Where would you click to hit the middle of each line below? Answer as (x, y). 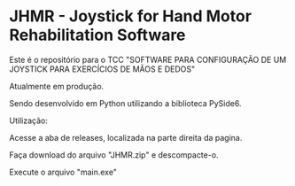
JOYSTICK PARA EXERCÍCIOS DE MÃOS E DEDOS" (102, 69)
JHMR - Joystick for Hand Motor (131, 16)
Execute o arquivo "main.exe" (63, 172)
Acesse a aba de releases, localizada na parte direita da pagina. (126, 137)
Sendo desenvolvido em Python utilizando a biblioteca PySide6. (125, 103)
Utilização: (29, 120)
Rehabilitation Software (97, 35)
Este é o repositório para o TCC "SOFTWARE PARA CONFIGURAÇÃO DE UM (148, 59)
